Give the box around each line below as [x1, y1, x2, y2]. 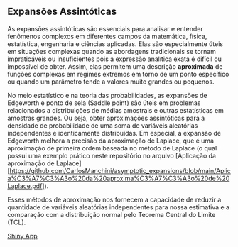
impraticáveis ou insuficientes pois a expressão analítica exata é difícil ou [7, 55, 222, 63]
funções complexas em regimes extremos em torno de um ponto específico [7, 70, 229, 78]
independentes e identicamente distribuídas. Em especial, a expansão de [7, 128, 222, 137]
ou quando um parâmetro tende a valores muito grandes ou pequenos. [7, 77, 215, 86]
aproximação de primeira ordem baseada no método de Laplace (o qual [7, 143, 217, 152]
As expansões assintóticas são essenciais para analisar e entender [7, 24, 204, 33]
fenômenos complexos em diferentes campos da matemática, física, [7, 32, 207, 40]
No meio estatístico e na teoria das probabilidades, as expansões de [7, 91, 207, 99]
